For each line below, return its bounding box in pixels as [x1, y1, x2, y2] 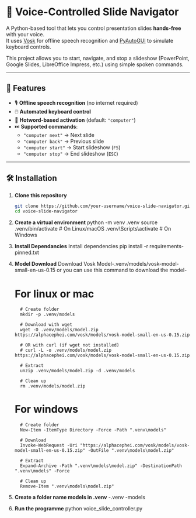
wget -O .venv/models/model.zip [20, 327, 99, 333]
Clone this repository [14, 191, 67, 198]
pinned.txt [14, 249, 40, 256]
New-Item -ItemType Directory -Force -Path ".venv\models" [20, 427, 167, 433]
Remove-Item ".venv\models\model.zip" [20, 483, 114, 489]
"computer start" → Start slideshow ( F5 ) [23, 143, 121, 151]
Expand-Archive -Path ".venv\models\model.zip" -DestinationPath [20, 463, 182, 469]
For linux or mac [14, 287, 94, 300]
